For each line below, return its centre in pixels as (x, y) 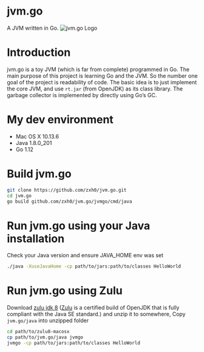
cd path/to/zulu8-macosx (38, 332)
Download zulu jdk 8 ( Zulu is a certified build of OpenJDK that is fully (93, 308)
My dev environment (60, 120)
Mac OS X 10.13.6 (37, 136)
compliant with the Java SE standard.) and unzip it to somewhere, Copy (96, 314)
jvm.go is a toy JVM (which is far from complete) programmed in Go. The (98, 69)
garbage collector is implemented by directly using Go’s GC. (82, 95)
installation (36, 239)
